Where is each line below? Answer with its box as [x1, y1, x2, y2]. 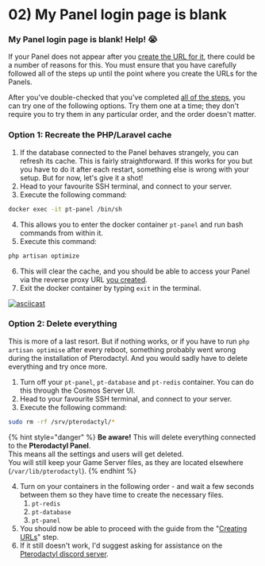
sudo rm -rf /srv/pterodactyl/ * [8, 417, 115, 426]
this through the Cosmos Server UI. [19, 386, 136, 395]
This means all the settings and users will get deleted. [8, 449, 184, 459]
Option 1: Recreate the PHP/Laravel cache [8, 130, 172, 141]
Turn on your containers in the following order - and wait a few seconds [19, 481, 255, 490]
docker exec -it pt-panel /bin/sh [8, 205, 123, 213]
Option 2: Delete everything [8, 318, 117, 329]
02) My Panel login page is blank [8, 6, 228, 24]
